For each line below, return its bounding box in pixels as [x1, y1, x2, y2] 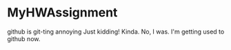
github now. [7, 34, 41, 42]
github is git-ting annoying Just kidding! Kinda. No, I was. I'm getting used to [7, 27, 225, 36]
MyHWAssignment [7, 5, 118, 21]
